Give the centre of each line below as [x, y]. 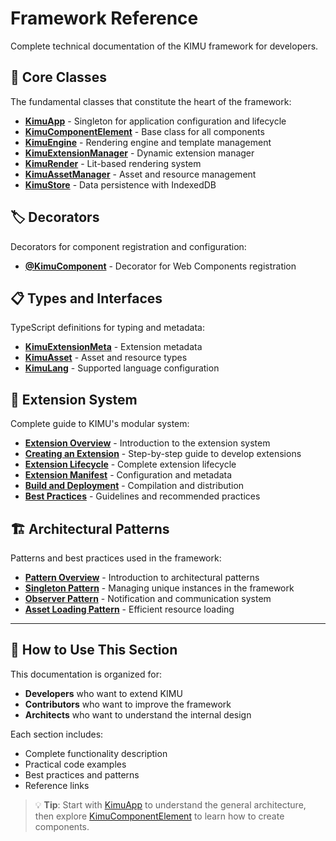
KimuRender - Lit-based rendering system [113, 163]
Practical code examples [75, 764]
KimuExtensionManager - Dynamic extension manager [139, 153]
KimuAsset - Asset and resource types [106, 358]
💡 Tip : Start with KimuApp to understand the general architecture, [170, 804]
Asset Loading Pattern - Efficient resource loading [129, 609]
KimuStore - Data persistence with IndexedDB [120, 184]
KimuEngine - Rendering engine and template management [148, 142]
